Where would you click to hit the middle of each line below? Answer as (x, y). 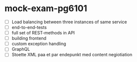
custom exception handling (39, 44)
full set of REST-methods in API (43, 33)
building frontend (29, 38)
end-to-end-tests (29, 27)
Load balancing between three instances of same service (69, 22)
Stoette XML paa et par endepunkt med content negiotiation (72, 55)
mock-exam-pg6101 (46, 8)
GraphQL (21, 49)
